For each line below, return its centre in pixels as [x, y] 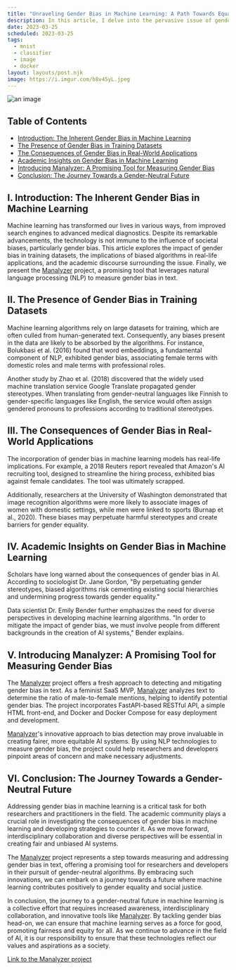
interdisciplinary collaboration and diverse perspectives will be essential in [115, 836]
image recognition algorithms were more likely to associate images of [108, 502]
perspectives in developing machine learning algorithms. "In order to [106, 618]
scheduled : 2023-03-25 [40, 33]
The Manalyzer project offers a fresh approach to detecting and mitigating [114, 683]
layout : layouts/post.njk [45, 72]
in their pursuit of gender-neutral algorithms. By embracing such [100, 872]
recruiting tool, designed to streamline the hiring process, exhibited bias [111, 473]
